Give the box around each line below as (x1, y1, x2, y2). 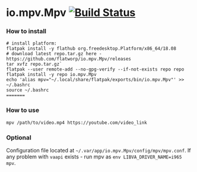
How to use (6, 106, 40, 114)
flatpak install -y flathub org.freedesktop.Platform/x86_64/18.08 (6, 46, 177, 52)
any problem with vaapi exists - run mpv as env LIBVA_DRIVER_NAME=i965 (6, 153, 182, 160)
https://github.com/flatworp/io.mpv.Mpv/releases (6, 56, 132, 62)
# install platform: (6, 40, 58, 47)
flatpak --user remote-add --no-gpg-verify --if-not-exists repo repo (6, 66, 185, 72)
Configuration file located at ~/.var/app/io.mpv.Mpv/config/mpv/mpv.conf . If (6, 147, 191, 154)
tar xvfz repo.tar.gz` (6, 61, 62, 68)
